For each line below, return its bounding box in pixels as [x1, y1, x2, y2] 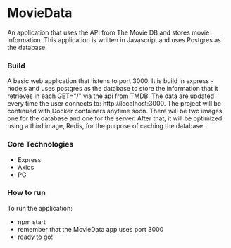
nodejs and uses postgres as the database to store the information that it [7, 85, 218, 93]
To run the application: [7, 204, 73, 212]
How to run [7, 188, 46, 198]
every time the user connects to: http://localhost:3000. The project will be [7, 99, 222, 108]
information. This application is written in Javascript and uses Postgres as [7, 35, 222, 44]
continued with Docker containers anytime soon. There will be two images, [7, 107, 224, 116]
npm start [17, 217, 46, 226]
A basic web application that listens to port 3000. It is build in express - [7, 77, 214, 85]
